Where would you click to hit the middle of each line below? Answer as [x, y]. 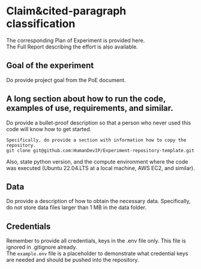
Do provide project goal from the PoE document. [66, 80]
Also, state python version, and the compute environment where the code [97, 161]
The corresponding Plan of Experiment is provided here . [76, 40]
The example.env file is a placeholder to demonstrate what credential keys [97, 253]
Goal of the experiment [50, 66]
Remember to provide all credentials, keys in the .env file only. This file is [96, 241]
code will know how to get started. [49, 129]
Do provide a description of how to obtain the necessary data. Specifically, [98, 201]
